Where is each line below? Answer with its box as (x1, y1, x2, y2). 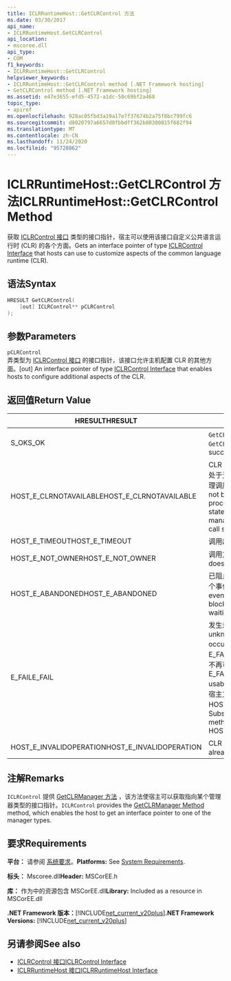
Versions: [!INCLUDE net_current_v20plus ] (7, 916, 127, 924)
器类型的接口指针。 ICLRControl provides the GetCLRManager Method (7, 801, 205, 809)
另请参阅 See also (7, 938, 81, 950)
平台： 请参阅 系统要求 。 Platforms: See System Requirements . (7, 857, 186, 866)
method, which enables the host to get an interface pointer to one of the (7, 809, 212, 817)
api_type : (7, 49, 36, 56)
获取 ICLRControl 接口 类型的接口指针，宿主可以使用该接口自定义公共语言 (7, 232, 215, 241)
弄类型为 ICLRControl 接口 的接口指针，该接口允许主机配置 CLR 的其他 (7, 356, 206, 364)
